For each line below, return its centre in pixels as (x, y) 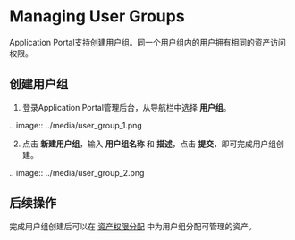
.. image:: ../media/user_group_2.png (77, 172)
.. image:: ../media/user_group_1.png (76, 125)
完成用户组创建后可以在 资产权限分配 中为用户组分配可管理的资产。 (133, 226)
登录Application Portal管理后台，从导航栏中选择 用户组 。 (126, 107)
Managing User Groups (97, 17)
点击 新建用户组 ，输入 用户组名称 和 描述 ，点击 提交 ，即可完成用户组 (149, 144)
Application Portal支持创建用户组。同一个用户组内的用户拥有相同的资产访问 (147, 42)
